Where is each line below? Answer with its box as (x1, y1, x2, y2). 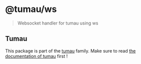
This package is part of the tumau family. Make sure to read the (5, 47, 136, 53)
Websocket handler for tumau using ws (17, 20, 98, 26)
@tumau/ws (5, 3, 57, 15)
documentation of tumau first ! (5, 53, 68, 59)
